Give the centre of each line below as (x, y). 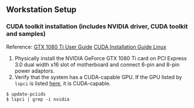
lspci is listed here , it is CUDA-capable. (63, 83)
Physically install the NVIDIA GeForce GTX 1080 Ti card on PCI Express (101, 58)
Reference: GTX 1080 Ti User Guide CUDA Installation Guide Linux (86, 47)
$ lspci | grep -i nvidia (38, 99)
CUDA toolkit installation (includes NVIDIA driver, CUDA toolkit (97, 27)
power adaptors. (34, 71)
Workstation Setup (41, 10)
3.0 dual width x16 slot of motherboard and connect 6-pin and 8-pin (97, 64)
